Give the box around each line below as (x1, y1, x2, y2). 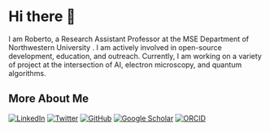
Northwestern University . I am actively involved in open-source (8, 42, 222, 52)
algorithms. (8, 68, 46, 78)
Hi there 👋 (8, 7, 76, 26)
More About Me (8, 92, 89, 106)
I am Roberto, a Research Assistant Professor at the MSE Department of (8, 34, 250, 44)
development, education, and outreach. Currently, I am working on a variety (8, 51, 262, 61)
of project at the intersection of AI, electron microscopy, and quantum (8, 60, 242, 70)
